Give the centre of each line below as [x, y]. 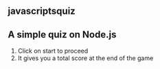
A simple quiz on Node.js [62, 34]
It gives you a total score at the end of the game [85, 58]
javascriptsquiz [42, 11]
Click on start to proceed [53, 51]
